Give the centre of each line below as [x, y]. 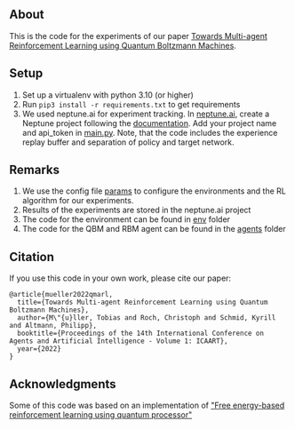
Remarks [35, 170]
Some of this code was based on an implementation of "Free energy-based [147, 405]
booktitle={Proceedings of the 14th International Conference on [141, 334]
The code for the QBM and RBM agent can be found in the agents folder [154, 229]
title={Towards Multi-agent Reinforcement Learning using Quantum [143, 302]
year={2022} [40, 349]
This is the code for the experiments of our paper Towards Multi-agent [139, 36]
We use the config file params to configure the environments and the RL [154, 191]
